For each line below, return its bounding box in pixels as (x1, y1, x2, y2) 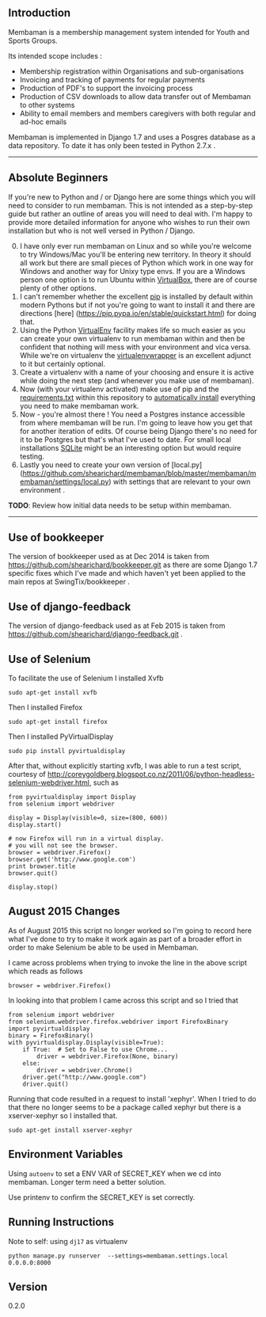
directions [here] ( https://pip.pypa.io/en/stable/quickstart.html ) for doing (19, 308, 256, 318)
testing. (19, 451, 45, 461)
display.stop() (8, 883, 59, 892)
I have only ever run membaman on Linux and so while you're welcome (19, 241, 252, 250)
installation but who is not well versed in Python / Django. (8, 226, 196, 235)
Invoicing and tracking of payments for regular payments (19, 74, 206, 84)
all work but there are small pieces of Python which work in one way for (19, 257, 254, 268)
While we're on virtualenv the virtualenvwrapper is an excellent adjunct (19, 350, 252, 360)
